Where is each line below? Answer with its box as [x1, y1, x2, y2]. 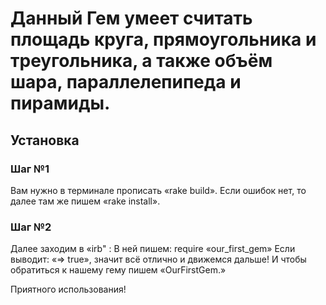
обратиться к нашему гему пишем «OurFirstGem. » [10, 264, 227, 276]
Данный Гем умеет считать [10, 7, 253, 30]
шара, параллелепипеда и [10, 71, 242, 94]
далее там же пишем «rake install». [10, 195, 161, 207]
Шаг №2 [10, 220, 52, 234]
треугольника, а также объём [10, 50, 273, 72]
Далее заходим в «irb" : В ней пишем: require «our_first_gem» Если [10, 243, 296, 255]
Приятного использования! [10, 283, 127, 296]
